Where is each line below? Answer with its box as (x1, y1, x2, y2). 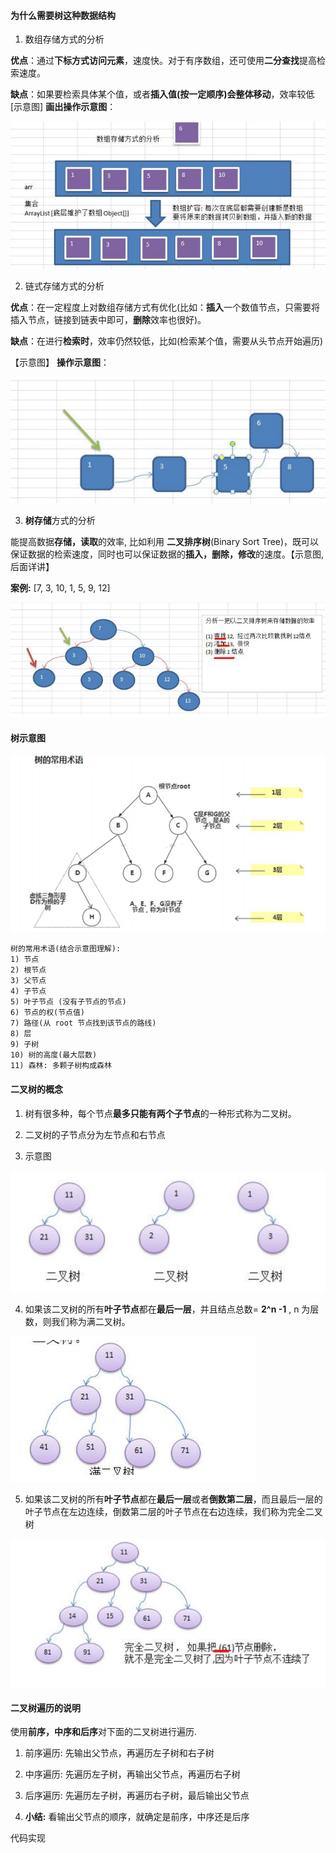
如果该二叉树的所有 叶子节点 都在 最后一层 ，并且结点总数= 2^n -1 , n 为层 (24, 1303, 320, 1315)
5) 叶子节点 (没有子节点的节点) (10, 997, 127, 1007)
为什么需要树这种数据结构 (10, 9, 116, 21)
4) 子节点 (10, 986, 47, 997)
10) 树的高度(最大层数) (10, 1050, 98, 1060)
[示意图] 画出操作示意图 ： (10, 101, 117, 113)
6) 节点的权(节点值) (10, 1008, 86, 1018)
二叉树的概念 (10, 1083, 63, 1095)
